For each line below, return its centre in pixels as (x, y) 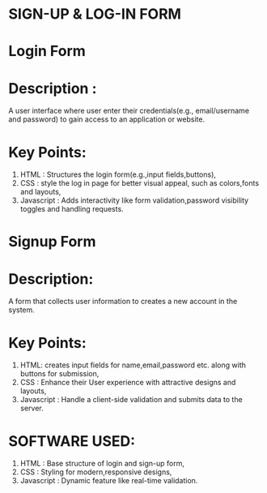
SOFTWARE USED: (72, 441)
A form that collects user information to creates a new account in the (123, 302)
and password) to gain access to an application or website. (106, 119)
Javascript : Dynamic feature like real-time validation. (109, 481)
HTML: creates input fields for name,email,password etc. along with (133, 365)
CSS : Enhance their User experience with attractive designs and (128, 383)
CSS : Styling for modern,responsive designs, (96, 472)
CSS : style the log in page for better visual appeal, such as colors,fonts (140, 183)
